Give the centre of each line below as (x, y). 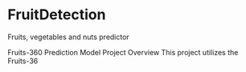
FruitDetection (57, 15)
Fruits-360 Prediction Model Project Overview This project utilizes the (123, 52)
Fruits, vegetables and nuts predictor (68, 37)
